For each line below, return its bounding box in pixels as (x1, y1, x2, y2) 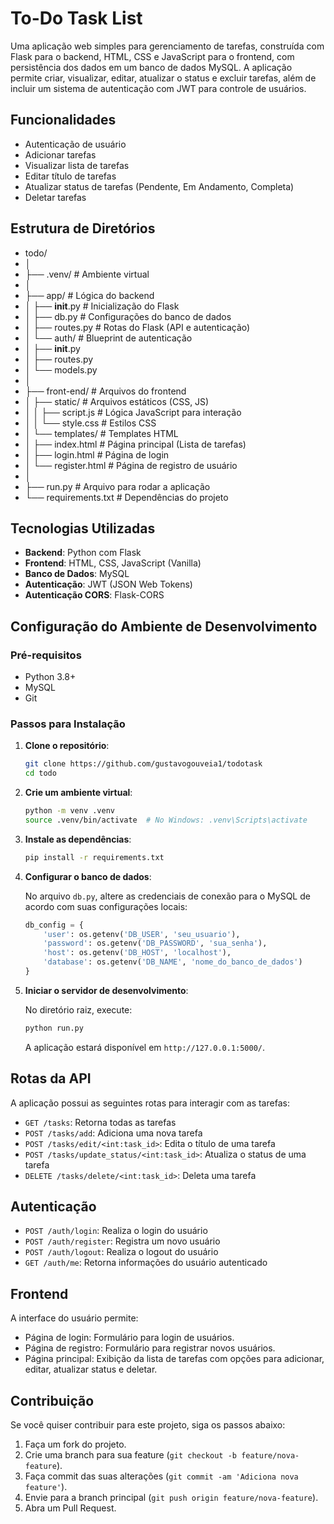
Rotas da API (10, 1070, 92, 1087)
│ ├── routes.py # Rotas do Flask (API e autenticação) (24, 321, 251, 333)
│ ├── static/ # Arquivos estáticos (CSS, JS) (24, 395, 210, 407)
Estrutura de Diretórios (10, 220, 156, 237)
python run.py (24, 1023, 84, 1033)
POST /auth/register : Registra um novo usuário (24, 1235, 221, 1247)
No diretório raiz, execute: (24, 1003, 133, 1016)
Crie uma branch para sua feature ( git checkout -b (24, 1449, 237, 1461)
